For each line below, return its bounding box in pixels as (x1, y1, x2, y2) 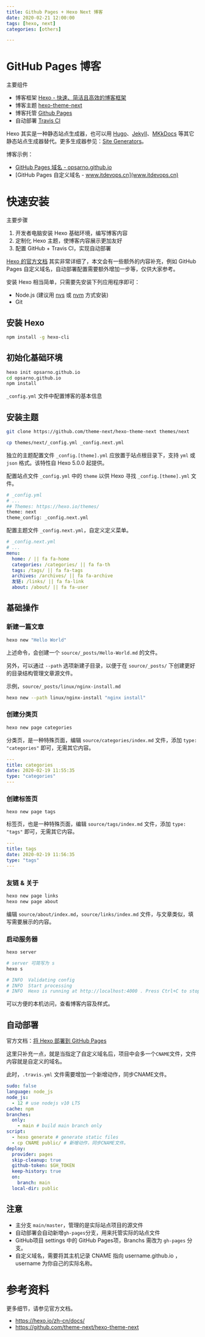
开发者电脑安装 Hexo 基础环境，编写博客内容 (15, 229, 128, 237)
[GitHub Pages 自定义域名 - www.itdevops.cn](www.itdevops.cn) (15, 171, 179, 179)
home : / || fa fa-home (12, 556, 70, 562)
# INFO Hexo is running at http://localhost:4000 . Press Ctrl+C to (6, 988, 187, 994)
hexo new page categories (6, 724, 72, 731)
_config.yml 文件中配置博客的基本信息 (6, 392, 103, 400)
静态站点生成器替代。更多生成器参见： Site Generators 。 (6, 138, 148, 145)
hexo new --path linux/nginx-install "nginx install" (6, 695, 146, 701)
